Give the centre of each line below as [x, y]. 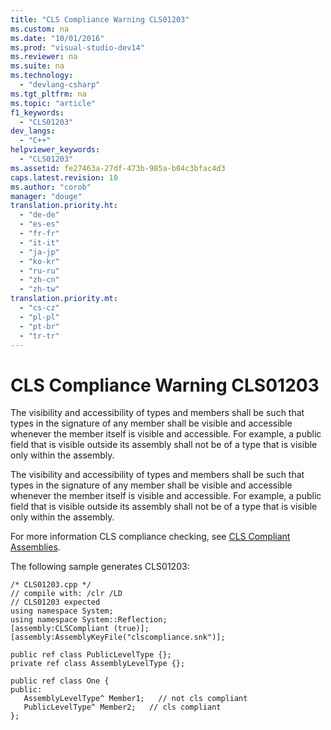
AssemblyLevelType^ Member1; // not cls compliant [135, 699]
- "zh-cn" [39, 280]
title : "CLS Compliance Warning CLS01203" [100, 19]
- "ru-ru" [39, 271]
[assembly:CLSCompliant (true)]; [80, 629]
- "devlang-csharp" [60, 85]
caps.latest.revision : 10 [64, 177]
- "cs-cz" [39, 308]
